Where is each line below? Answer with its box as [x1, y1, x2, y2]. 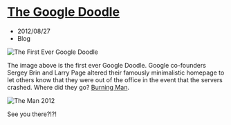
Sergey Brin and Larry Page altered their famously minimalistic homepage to [7, 68, 225, 77]
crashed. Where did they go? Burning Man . [7, 83, 130, 91]
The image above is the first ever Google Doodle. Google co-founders [7, 61, 206, 69]
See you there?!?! [7, 110, 57, 118]
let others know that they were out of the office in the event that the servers [7, 75, 223, 84]
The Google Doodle [7, 4, 120, 20]
